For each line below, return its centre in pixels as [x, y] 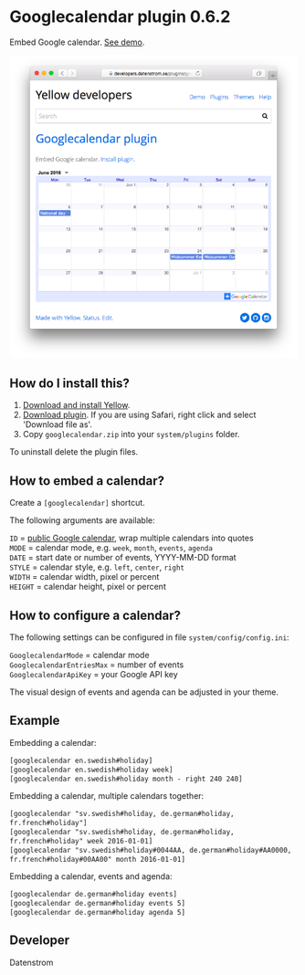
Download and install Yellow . [76, 405]
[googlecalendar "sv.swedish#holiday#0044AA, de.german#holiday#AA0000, [151, 850]
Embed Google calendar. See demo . [77, 42]
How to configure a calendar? [95, 615]
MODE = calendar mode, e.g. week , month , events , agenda [111, 548]
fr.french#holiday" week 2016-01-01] [81, 841]
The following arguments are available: [82, 520]
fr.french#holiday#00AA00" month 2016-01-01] [97, 859]
